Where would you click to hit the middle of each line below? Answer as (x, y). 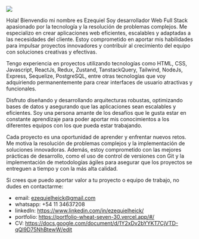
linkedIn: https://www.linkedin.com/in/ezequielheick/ (79, 210)
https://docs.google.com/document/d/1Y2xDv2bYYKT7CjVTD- (102, 223)
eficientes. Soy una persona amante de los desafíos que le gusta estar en (96, 113)
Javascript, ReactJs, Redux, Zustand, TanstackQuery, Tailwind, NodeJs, (94, 70)
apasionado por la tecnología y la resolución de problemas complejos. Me (97, 26)
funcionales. (21, 89)
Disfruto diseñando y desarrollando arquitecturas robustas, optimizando (94, 100)
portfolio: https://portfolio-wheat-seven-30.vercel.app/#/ (85, 217)
